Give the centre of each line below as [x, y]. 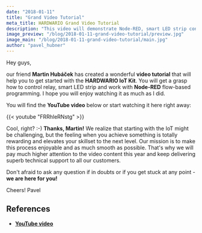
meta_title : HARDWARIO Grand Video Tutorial [63, 23]
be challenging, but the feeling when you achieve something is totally [92, 135]
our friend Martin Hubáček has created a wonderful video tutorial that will [99, 74]
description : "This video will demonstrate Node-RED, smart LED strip [96, 29]
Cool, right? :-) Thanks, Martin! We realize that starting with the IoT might [98, 128]
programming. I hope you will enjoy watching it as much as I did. [86, 93]
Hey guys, [19, 62]
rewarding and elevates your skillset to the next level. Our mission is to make [101, 141]
